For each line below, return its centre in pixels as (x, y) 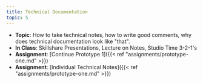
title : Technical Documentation (47, 12)
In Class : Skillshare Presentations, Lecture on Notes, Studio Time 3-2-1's (106, 48)
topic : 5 (17, 18)
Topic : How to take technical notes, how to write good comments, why (103, 35)
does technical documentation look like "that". (72, 41)
